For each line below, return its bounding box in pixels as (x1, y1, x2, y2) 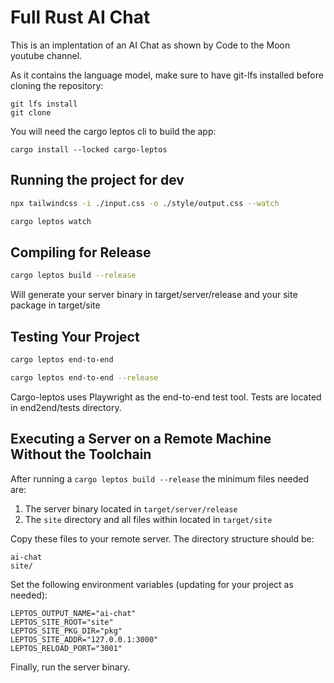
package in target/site (10, 299, 101, 311)
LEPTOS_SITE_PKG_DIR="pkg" (10, 626, 123, 636)
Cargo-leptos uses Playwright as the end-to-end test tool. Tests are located (10, 391, 322, 403)
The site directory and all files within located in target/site (24, 513, 273, 525)
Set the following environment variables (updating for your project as (10, 578, 294, 590)
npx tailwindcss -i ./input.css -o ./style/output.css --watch (10, 198, 280, 208)
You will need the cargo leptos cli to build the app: (10, 125, 217, 137)
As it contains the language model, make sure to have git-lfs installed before (10, 69, 324, 81)
